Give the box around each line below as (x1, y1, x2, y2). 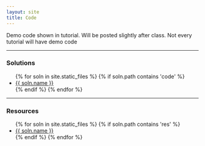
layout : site (6, 9, 40, 15)
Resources (6, 106, 39, 115)
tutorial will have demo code (6, 38, 77, 45)
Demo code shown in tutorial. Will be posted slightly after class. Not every (6, 31, 192, 38)
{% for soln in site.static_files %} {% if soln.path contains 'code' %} (15, 73, 185, 80)
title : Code (6, 15, 37, 21)
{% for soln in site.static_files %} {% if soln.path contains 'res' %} (15, 120, 181, 128)
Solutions (6, 59, 35, 67)
